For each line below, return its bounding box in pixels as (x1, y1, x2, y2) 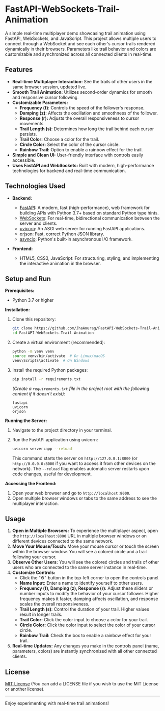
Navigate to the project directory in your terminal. (12, 427, 112, 433)
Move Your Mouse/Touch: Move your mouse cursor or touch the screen (12, 543, 159, 549)
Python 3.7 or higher (12, 297, 54, 303)
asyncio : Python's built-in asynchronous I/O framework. (19, 236, 133, 242)
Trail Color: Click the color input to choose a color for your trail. (19, 617, 148, 623)
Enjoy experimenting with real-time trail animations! (5, 700, 109, 706)
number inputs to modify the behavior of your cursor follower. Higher (19, 591, 159, 597)
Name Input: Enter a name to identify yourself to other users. (19, 580, 143, 586)
